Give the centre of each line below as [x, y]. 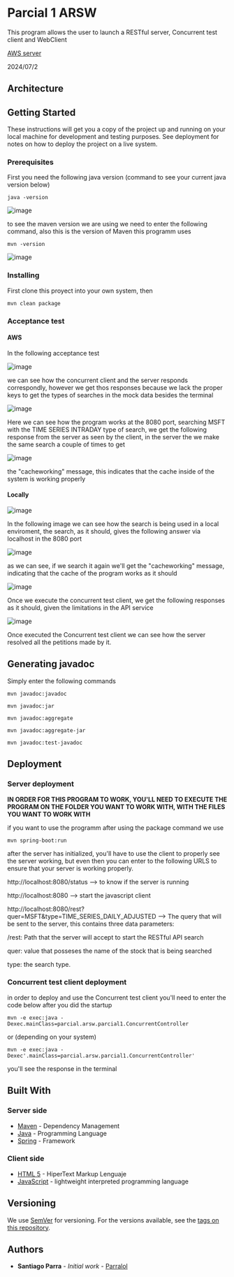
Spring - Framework [46, 1141]
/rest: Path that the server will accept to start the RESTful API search [105, 937]
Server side [27, 1111]
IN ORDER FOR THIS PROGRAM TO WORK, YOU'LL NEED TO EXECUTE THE [117, 799]
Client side [26, 1159]
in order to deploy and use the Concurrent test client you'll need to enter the [117, 998]
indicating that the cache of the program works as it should [92, 574]
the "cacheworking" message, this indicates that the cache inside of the [111, 471]
